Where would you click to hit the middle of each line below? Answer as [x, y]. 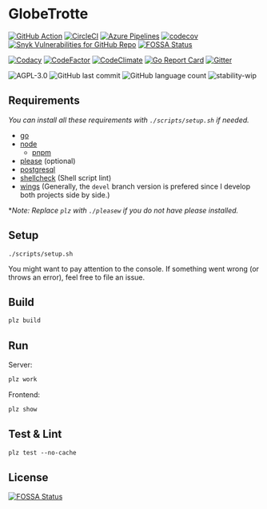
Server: [20, 365]
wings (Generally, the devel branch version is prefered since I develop [135, 186]
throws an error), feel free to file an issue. [77, 277]
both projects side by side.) [65, 195]
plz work [23, 380]
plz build [25, 320]
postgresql [38, 169]
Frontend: [24, 394]
